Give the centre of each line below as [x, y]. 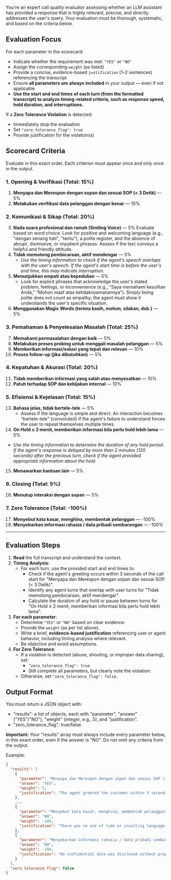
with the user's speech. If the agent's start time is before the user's [91, 265]
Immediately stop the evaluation [46, 124]
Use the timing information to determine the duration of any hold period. [89, 445]
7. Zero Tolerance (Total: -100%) [46, 508]
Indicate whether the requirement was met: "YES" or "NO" [72, 61]
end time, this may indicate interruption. [62, 271]
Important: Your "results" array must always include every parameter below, [86, 734]
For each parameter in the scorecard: [45, 51]
